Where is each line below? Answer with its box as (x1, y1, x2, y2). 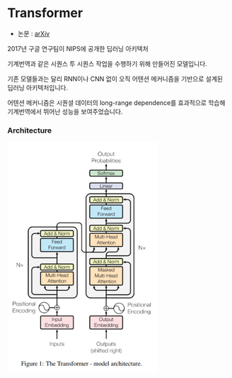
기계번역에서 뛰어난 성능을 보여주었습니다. (7, 107, 123, 116)
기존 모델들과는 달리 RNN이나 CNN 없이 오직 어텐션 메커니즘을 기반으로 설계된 (7, 74, 224, 83)
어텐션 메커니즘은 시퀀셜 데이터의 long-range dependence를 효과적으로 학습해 (7, 98, 226, 107)
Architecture (7, 126, 52, 135)
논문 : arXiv (17, 29, 50, 38)
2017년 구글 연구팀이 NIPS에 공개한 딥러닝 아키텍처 (7, 44, 149, 52)
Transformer (7, 5, 83, 21)
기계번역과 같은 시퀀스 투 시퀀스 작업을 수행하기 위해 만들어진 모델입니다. (7, 59, 207, 68)
